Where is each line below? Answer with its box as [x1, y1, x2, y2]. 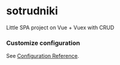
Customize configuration [6, 39, 81, 47]
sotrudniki [6, 4, 59, 18]
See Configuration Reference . [6, 52, 79, 60]
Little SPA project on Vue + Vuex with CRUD [6, 24, 115, 31]
